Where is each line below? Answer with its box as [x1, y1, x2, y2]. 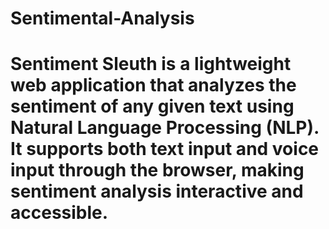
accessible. [10, 202, 109, 224]
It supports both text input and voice [10, 138, 320, 161]
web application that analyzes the [10, 74, 297, 97]
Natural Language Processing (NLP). [10, 117, 320, 139]
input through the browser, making [10, 159, 305, 182]
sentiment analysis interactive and [10, 180, 304, 203]
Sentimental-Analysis [10, 7, 195, 30]
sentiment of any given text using [10, 95, 295, 118]
